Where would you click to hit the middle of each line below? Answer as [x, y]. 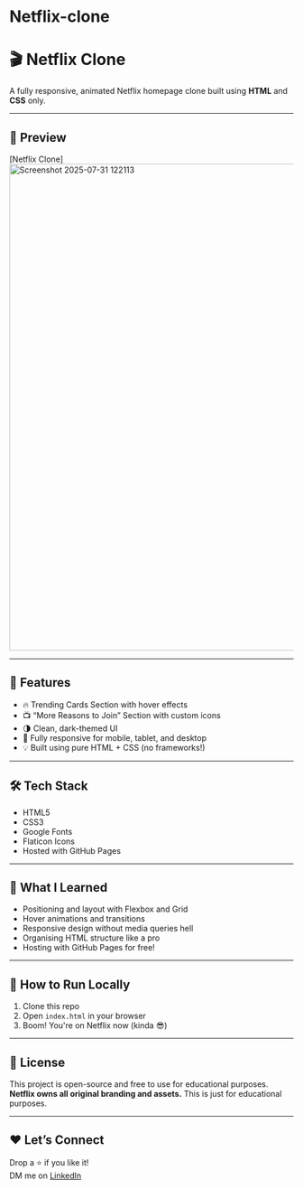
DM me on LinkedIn [46, 1175]
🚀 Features [40, 683]
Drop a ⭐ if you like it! [49, 1162]
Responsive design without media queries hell [108, 929]
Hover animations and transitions [84, 919]
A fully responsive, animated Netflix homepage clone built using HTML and [149, 91]
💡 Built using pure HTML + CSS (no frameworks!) [114, 747]
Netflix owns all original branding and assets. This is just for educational [146, 1094]
